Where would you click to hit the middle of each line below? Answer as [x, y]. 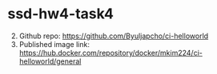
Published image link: [54, 44]
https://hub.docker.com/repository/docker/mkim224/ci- [111, 53]
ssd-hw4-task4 [60, 14]
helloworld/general [50, 61]
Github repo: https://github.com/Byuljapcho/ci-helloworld [114, 36]
